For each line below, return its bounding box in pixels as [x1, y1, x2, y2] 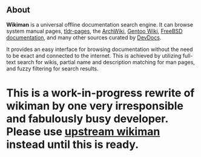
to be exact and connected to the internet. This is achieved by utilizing [6, 52, 182, 59]
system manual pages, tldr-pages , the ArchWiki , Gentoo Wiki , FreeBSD [6, 27, 183, 35]
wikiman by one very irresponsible [6, 99, 183, 113]
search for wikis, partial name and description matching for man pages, [17, 58, 196, 65]
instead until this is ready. [6, 138, 139, 151]
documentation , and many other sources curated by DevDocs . [6, 33, 162, 41]
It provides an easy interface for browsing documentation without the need [6, 45, 193, 53]
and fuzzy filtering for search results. [6, 65, 99, 72]
